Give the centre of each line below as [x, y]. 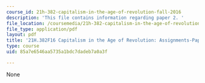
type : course [23, 46]
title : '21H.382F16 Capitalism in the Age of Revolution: [81, 40]
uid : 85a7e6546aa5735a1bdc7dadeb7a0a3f [57, 52]
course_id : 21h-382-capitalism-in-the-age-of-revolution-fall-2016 [94, 12]
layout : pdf [21, 35]
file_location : [26, 23]
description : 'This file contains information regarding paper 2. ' [95, 18]
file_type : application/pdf [42, 29]
